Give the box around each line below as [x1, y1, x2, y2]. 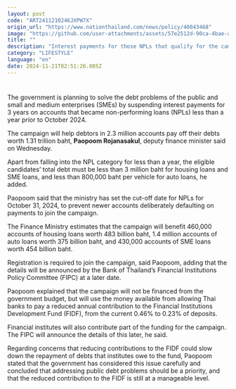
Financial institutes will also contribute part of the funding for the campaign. [7, 323, 227, 331]
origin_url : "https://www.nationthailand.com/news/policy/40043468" [7, 23, 212, 30]
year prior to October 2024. [7, 115, 87, 124]
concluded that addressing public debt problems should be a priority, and [7, 366, 220, 375]
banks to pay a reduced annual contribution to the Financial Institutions [7, 302, 213, 310]
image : [7, 30, 27, 37]
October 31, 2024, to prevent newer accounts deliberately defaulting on [7, 201, 214, 210]
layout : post [7, 10, 46, 18]
